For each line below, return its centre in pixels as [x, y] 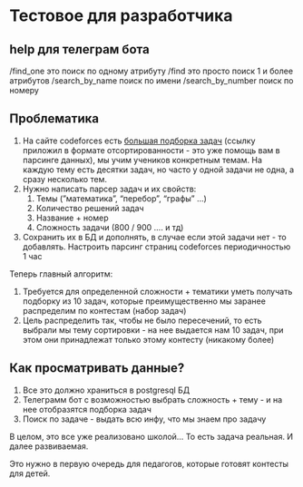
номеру [24, 90]
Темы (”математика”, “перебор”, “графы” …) [121, 198]
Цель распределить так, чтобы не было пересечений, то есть [142, 320]
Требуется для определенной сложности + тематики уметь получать [157, 291]
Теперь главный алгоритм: [61, 274]
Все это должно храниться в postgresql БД [106, 390]
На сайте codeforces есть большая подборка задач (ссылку [139, 141]
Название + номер [72, 218]
